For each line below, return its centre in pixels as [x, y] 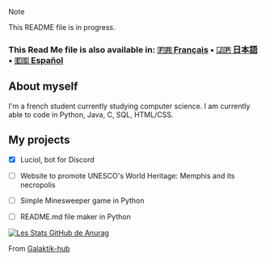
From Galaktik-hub [39, 248]
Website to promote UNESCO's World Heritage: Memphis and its [127, 175]
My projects [39, 140]
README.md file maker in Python [75, 217]
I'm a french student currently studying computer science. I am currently [129, 106]
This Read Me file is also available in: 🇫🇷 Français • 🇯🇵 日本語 [133, 49]
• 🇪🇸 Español [36, 60]
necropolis [38, 184]
